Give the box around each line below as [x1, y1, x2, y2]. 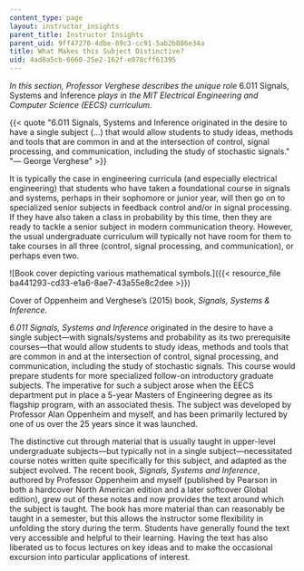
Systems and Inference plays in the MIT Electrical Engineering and [9, 90, 259, 101]
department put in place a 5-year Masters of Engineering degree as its [9, 390, 273, 400]
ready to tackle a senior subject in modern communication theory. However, [9, 221, 293, 232]
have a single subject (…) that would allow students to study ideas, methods [9, 127, 293, 137]
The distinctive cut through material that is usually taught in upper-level [9, 436, 276, 447]
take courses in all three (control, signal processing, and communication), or [9, 241, 294, 251]
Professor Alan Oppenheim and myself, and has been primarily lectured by [9, 409, 289, 420]
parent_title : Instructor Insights [9, 30, 144, 39]
